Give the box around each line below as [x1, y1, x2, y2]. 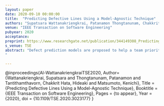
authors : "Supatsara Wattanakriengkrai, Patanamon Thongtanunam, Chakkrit [5, 20, 161, 26]
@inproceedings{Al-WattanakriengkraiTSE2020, [5, 70, 102, 76]
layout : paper [5, 7, 34, 12]
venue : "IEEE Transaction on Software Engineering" [5, 25, 112, 30]
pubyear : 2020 [5, 30, 34, 35]
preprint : [5, 39, 25, 44]
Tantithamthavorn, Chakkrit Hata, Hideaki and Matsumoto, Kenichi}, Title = [5, 80, 155, 86]
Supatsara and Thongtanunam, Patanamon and [45, 75, 141, 81]
